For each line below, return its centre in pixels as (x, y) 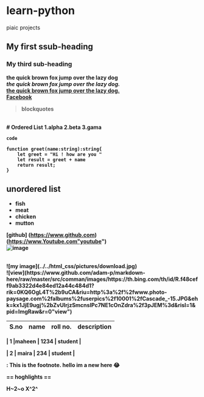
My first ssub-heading (50, 47)
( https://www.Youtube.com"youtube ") (56, 241)
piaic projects (23, 27)
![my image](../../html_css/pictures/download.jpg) (72, 266)
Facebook (19, 97)
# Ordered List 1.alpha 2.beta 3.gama (54, 127)
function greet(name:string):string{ (54, 149)
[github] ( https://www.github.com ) (52, 235)
